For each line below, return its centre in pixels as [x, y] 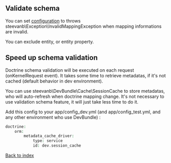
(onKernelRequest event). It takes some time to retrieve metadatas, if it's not [86, 75]
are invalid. [17, 32]
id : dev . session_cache [57, 146]
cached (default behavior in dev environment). [54, 81]
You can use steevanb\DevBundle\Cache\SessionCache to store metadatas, [85, 91]
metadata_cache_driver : [49, 136]
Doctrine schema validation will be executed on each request [70, 70]
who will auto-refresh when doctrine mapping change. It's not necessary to [85, 96]
